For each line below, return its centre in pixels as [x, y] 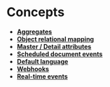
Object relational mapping [55, 39]
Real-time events [42, 76]
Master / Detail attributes [54, 46]
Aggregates [34, 32]
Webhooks [33, 69]
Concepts [35, 12]
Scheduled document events [60, 54]
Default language [42, 61]
